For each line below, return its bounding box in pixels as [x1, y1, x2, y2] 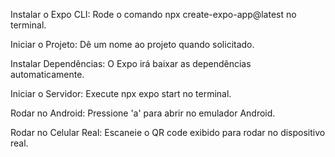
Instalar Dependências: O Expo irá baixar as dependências [10, 58, 252, 69]
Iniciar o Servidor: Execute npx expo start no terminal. [10, 88, 232, 99]
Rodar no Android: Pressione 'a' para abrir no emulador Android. [10, 107, 276, 119]
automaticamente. [10, 69, 85, 80]
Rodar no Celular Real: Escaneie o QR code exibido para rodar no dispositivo [10, 127, 326, 138]
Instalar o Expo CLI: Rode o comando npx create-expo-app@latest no [10, 9, 297, 20]
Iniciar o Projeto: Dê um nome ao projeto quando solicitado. [10, 39, 255, 50]
